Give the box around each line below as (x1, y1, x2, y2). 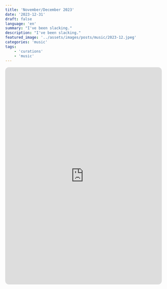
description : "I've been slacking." (5, 30, 81, 35)
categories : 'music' (5, 40, 48, 45)
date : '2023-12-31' (5, 12, 46, 17)
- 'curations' (14, 49, 43, 54)
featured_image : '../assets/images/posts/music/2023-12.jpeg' (5, 35, 137, 40)
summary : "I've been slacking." (5, 26, 72, 31)
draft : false (5, 16, 32, 21)
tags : (5, 44, 16, 49)
